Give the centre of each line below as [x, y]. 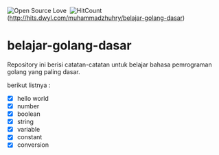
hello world [33, 98]
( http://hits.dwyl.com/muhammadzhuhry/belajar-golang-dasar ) [96, 18]
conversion [33, 145]
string [25, 122]
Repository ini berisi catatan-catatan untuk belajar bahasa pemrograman [109, 64]
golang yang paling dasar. [44, 71]
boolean [28, 114]
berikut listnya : [29, 85]
